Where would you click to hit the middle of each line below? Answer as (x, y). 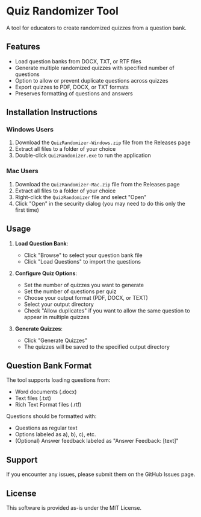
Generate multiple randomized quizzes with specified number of (94, 68)
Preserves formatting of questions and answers (74, 93)
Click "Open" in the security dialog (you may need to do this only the (100, 203)
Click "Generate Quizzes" (56, 340)
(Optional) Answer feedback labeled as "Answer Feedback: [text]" (97, 441)
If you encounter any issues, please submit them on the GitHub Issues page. (101, 474)
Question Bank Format (49, 365)
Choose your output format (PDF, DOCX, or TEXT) (86, 297)
